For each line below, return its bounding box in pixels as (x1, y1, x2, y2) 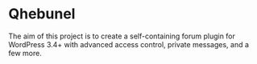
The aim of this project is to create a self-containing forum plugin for (8, 31, 236, 41)
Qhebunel (8, 5, 76, 23)
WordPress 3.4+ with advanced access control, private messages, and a (8, 39, 250, 49)
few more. (8, 48, 42, 58)
